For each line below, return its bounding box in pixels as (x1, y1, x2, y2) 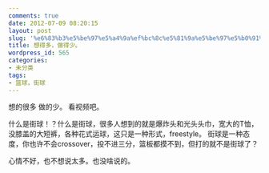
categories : (8, 57, 48, 65)
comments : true (8, 11, 59, 20)
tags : (8, 71, 26, 79)
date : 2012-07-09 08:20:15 (8, 19, 98, 27)
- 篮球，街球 (8, 78, 46, 86)
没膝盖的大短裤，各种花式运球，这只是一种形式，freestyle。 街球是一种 (8, 129, 243, 139)
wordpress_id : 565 (8, 49, 70, 57)
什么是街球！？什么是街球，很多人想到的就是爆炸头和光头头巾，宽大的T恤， (8, 119, 259, 128)
